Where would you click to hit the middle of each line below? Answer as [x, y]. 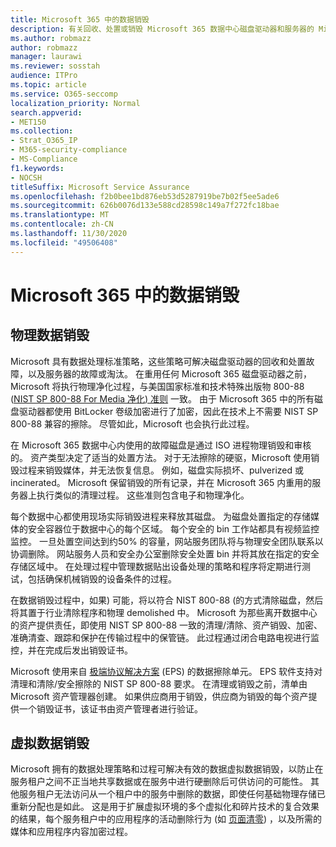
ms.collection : [42, 131]
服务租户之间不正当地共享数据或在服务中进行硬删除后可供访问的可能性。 [159, 782]
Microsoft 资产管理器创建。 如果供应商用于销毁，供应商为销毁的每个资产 [159, 696]
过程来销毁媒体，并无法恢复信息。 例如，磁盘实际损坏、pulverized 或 [161, 470]
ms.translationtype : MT [60, 215]
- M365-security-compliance [69, 150]
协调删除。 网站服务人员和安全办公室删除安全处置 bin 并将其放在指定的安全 [165, 553]
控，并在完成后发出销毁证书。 [71, 650]
